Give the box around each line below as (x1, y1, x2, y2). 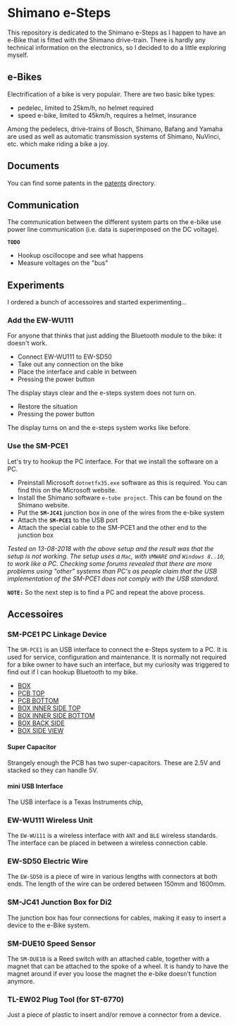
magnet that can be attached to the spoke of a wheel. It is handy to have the (7, 962, 229, 970)
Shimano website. (17, 500, 70, 509)
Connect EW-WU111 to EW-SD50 (17, 352, 113, 361)
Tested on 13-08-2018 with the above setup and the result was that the (7, 544, 214, 552)
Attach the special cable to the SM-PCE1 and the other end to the (17, 523, 207, 531)
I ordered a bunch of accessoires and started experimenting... (7, 298, 187, 307)
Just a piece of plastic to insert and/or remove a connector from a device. (7, 1010, 221, 1019)
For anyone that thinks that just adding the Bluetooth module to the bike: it (7, 331, 222, 340)
